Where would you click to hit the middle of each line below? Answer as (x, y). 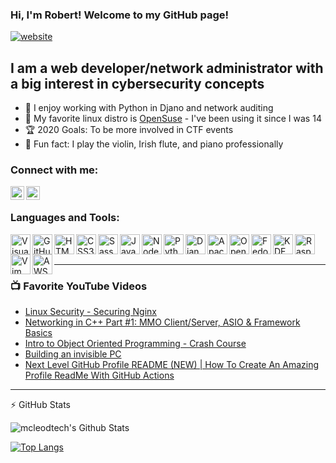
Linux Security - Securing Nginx (90, 311)
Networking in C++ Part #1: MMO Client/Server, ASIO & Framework (162, 322)
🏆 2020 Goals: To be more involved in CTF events (129, 130)
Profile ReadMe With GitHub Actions (99, 375)
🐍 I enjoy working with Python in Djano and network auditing (149, 108)
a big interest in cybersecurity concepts (137, 83)
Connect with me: (54, 170)
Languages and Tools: (65, 218)
